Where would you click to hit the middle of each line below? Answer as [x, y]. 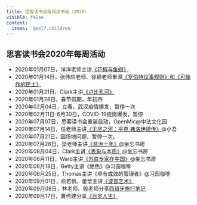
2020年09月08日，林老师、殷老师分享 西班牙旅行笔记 [80, 189]
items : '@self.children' [42, 28]
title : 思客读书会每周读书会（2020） [48, 12]
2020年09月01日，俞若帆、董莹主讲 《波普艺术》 [74, 181]
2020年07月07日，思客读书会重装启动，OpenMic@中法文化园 [91, 122]
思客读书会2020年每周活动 [56, 54]
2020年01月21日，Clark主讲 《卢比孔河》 [64, 92]
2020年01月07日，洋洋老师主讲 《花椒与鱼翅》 [72, 70]
